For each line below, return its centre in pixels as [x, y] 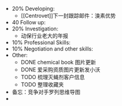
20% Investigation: [35, 29]
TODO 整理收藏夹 [42, 85]
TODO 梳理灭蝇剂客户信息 [53, 77]
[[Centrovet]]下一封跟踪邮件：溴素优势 [68, 15]
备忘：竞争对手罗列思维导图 [46, 92]
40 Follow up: [29, 22]
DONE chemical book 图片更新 [58, 62]
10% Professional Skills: [41, 42]
